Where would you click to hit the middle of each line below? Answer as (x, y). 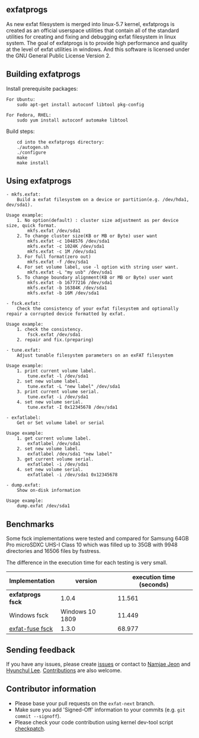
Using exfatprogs (39, 181)
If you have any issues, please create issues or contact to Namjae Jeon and (98, 664)
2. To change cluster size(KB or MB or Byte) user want (87, 236)
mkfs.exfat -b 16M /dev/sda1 (63, 293)
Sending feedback (41, 650)
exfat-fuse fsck (31, 629)
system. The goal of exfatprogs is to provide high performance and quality (97, 43)
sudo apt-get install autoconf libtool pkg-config (81, 104)
